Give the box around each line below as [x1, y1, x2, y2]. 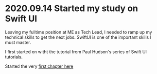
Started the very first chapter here [5, 63, 74, 69]
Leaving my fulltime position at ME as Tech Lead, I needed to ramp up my [5, 29, 152, 35]
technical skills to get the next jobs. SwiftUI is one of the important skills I [5, 34, 152, 40]
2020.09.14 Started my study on [5, 3, 139, 14]
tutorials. [5, 54, 23, 59]
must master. [5, 39, 31, 45]
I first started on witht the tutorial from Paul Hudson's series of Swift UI [5, 49, 147, 55]
